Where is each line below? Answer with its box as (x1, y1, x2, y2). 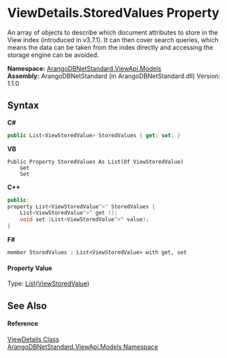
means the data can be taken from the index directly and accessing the (7, 43, 214, 51)
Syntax (7, 100, 39, 112)
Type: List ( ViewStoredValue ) (7, 279, 90, 288)
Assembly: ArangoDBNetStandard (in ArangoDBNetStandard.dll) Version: (7, 72, 221, 80)
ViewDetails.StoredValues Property (7, 5, 220, 21)
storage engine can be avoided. (7, 51, 100, 59)
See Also (7, 300, 47, 312)
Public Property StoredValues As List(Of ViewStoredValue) (7, 158, 184, 165)
